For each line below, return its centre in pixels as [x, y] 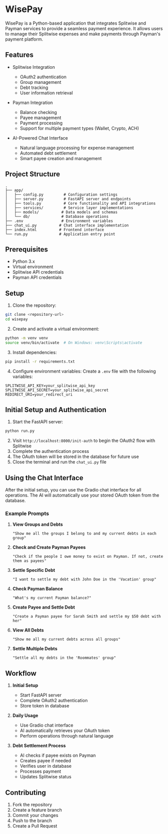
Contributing [26, 793]
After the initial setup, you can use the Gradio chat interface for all [73, 490]
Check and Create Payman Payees [49, 547]
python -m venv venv [27, 338]
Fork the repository [32, 804]
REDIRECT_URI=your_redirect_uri [39, 394]
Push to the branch [32, 820]
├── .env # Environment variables [59, 221]
